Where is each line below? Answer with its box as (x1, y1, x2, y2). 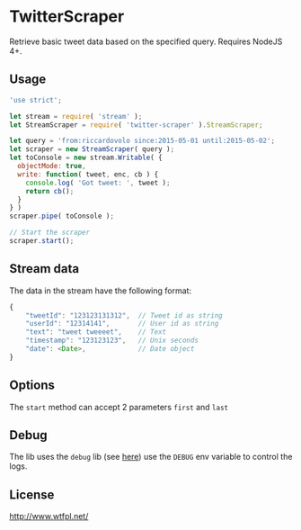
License (9, 487, 55, 502)
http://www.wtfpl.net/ (9, 511, 89, 522)
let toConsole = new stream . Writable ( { (9, 153, 164, 163)
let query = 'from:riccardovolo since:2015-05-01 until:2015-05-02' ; (9, 137, 276, 146)
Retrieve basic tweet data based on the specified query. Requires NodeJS (9, 36, 283, 47)
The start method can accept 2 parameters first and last (9, 401, 229, 412)
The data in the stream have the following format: (9, 285, 191, 296)
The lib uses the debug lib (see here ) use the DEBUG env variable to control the (9, 452, 293, 463)
